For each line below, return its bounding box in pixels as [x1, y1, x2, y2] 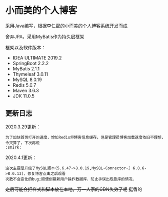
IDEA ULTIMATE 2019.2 [12, 54, 62, 61]
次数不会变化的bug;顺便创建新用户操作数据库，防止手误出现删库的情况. [5, 176, 135, 182]
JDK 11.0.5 [12, 93, 35, 99]
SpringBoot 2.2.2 [12, 60, 49, 66]
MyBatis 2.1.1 [12, 65, 40, 72]
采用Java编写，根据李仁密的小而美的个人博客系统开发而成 [5, 23, 128, 29]
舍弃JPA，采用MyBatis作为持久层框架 [5, 33, 85, 40]
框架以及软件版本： [5, 44, 46, 50]
